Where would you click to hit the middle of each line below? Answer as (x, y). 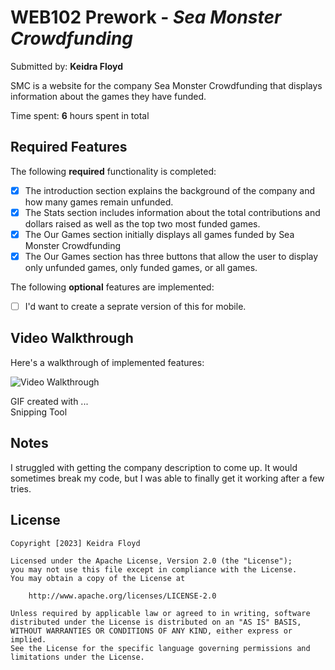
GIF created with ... (49, 401)
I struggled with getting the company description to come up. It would (154, 467)
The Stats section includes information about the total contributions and (172, 212)
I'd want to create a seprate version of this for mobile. (135, 306)
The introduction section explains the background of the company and (169, 190)
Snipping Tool (39, 412)
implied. (28, 639)
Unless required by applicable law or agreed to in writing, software (160, 613)
